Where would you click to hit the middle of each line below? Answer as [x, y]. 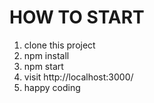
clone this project [59, 45]
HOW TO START [77, 17]
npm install [46, 55]
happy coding [52, 87]
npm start [43, 66]
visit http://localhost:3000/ [78, 77]
